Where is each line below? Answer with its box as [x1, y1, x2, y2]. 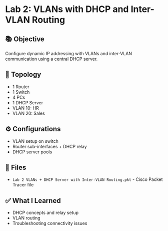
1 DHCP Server [12, 99, 43, 106]
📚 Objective [5, 35, 45, 43]
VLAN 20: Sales [12, 110, 45, 116]
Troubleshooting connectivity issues [12, 220, 87, 226]
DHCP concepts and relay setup [12, 209, 79, 216]
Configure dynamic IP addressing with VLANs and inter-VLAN [5, 51, 132, 56]
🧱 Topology [5, 70, 41, 79]
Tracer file [12, 182, 34, 188]
